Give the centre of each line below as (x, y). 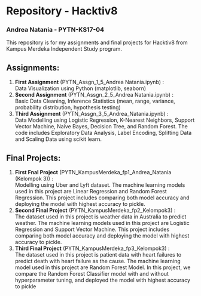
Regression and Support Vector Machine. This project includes (92, 229)
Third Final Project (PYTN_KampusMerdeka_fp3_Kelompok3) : (92, 248)
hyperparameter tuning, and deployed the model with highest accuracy (102, 280)
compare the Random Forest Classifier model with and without (92, 274)
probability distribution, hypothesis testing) (68, 107)
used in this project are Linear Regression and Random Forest (91, 192)
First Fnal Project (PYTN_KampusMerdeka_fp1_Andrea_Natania (93, 172)
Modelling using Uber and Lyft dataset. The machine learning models (100, 185)
